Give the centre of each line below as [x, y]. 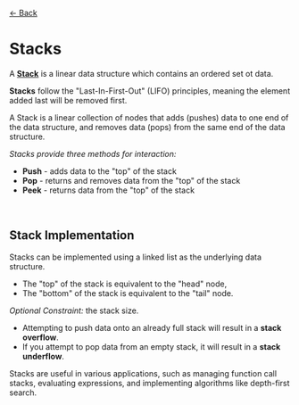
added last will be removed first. [68, 100]
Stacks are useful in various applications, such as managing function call [143, 373]
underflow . [43, 356]
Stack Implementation [72, 236]
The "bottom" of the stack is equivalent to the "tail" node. [128, 293]
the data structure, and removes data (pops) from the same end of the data [147, 127]
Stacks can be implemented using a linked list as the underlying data [135, 257]
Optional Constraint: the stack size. [74, 310]
